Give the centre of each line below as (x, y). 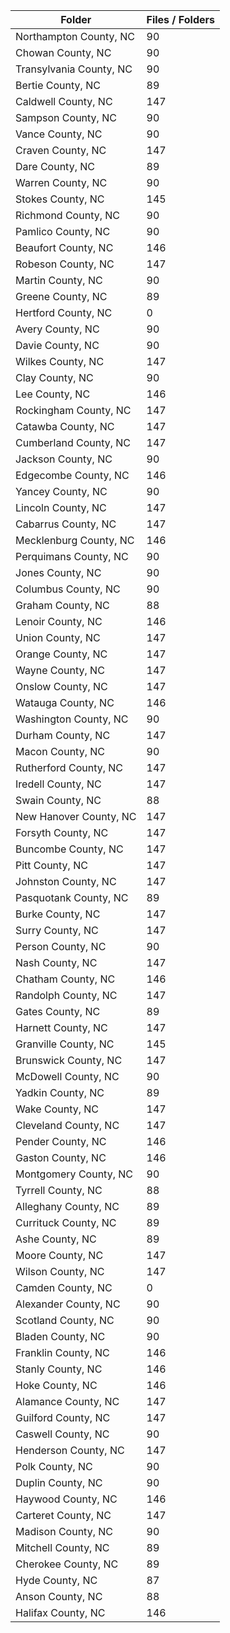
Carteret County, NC (63, 1515)
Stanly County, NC (59, 1369)
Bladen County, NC (60, 1336)
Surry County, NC (57, 930)
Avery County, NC (57, 329)
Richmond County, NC (67, 215)
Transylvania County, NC (74, 69)
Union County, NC (58, 637)
